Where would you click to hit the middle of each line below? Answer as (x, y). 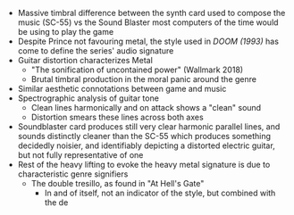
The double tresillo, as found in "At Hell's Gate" (118, 183)
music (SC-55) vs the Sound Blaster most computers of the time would (148, 22)
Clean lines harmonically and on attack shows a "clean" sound (146, 107)
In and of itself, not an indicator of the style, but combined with (160, 193)
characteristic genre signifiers (73, 174)
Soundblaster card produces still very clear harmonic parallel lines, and (149, 127)
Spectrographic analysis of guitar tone (88, 98)
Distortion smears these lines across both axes (117, 117)
